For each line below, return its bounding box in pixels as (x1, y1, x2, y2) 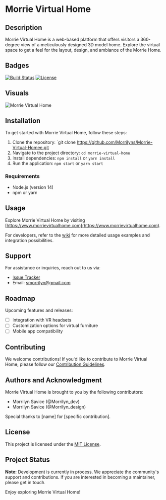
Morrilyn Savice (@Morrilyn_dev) (12, 399, 80, 405)
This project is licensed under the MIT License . (5, 441, 101, 447)
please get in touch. (5, 479, 46, 485)
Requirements (5, 173, 40, 180)
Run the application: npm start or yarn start (12, 161, 104, 167)
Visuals (5, 89, 29, 97)
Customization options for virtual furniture (12, 323, 98, 329)
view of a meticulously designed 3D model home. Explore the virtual (20, 42, 160, 48)
